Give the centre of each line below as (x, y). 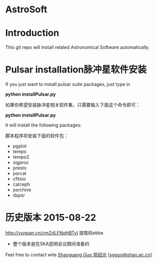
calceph (21, 184)
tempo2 (21, 157)
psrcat (19, 173)
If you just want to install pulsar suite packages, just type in (68, 84)
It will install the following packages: (44, 125)
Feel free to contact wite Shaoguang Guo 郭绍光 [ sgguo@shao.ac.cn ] (79, 255)
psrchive (22, 190)
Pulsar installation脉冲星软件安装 (76, 70)
